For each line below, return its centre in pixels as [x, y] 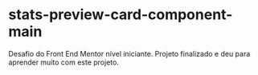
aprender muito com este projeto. [63, 62]
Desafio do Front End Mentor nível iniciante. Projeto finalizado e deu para [129, 53]
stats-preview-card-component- [121, 15]
